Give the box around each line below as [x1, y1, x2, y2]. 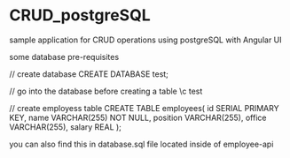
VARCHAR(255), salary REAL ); [9, 121, 122, 132]
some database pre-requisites [9, 51, 120, 62]
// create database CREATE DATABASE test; [9, 68, 169, 79]
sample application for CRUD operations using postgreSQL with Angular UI [9, 34, 282, 45]
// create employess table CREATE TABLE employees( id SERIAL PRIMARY [9, 102, 279, 113]
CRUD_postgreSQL [9, 5, 151, 26]
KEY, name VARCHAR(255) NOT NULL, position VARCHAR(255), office [9, 112, 267, 123]
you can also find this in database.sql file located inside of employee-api [9, 139, 274, 149]
